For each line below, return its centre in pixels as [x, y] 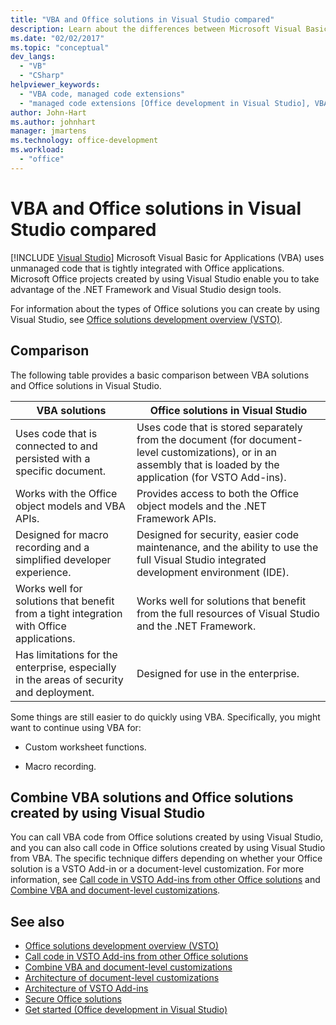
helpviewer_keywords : [55, 85]
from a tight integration [69, 613]
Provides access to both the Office [218, 493]
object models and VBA [70, 506]
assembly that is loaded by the [208, 464]
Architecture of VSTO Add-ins [86, 988]
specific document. [61, 471]
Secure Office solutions [73, 999]
